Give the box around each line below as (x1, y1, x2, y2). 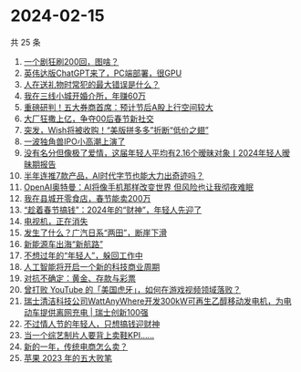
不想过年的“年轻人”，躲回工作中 (23, 250, 144, 261)
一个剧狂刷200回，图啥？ (23, 56, 119, 67)
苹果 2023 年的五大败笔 (23, 352, 113, 363)
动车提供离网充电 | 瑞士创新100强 (23, 306, 149, 317)
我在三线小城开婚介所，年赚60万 (23, 90, 147, 101)
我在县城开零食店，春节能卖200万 (23, 192, 151, 203)
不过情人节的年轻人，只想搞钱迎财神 (23, 318, 161, 329)
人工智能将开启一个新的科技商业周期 (23, 261, 161, 272)
